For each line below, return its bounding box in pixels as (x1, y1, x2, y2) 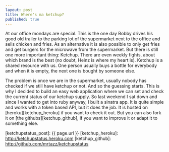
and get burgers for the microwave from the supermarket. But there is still (5, 46, 158, 53)
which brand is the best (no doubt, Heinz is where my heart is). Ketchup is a (5, 57, 163, 63)
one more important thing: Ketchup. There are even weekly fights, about (5, 52, 155, 58)
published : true (5, 17, 39, 22)
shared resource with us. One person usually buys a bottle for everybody (5, 62, 157, 68)
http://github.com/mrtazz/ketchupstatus (5, 141, 89, 147)
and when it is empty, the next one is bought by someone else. (5, 68, 136, 74)
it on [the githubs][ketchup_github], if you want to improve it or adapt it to (5, 115, 158, 121)
